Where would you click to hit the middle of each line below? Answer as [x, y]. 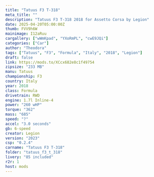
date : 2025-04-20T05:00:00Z [35, 24]
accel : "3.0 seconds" [28, 124]
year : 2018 [17, 86]
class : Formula [21, 91]
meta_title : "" [21, 15]
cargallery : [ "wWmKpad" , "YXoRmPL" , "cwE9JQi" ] [57, 39]
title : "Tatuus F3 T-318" [33, 10]
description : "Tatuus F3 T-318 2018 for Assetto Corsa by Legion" [77, 19]
